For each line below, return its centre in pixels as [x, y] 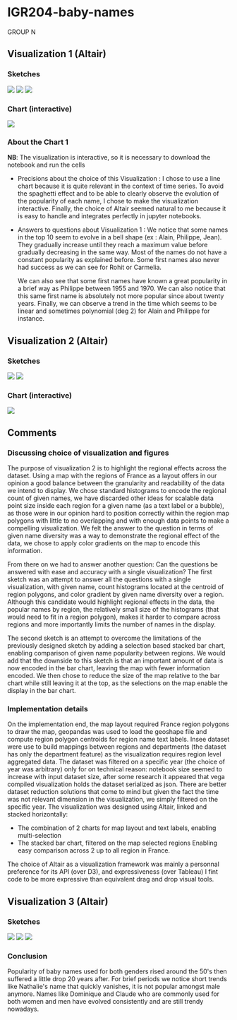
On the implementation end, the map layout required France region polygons [118, 724]
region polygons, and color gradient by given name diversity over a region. [116, 594]
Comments [32, 433]
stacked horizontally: [38, 814]
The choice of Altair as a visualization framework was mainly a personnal [114, 864]
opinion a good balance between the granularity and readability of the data [116, 483]
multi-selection [39, 836]
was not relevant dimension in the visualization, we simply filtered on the [113, 800]
